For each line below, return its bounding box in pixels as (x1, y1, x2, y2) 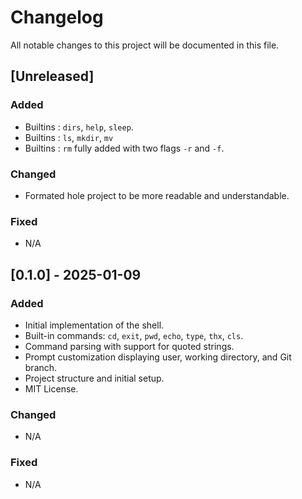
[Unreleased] (10, 68, 95, 85)
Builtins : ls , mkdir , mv (24, 131, 114, 143)
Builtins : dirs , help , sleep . (24, 121, 134, 133)
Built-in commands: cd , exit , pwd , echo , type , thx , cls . (24, 329, 244, 341)
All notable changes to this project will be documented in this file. (10, 39, 280, 51)
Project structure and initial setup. (24, 372, 165, 384)
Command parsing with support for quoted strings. (24, 340, 235, 352)
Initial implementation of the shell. (24, 319, 165, 331)
